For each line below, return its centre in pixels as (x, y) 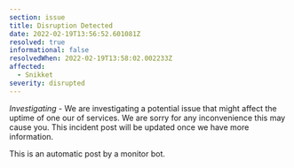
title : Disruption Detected (61, 26)
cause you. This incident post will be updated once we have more (129, 127)
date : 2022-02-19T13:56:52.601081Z (75, 34)
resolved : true (37, 42)
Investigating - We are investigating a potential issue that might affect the (143, 108)
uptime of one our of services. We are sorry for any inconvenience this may (147, 118)
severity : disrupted (48, 83)
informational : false (49, 50)
